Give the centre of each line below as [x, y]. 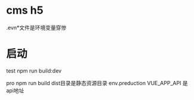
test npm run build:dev [34, 71]
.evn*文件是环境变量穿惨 [36, 27]
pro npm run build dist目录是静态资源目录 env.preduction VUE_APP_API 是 [97, 83]
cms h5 [25, 10]
